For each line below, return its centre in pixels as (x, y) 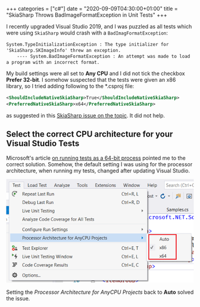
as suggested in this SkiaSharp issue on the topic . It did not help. (86, 115)
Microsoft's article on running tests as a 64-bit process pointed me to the (96, 158)
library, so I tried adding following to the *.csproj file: (70, 86)
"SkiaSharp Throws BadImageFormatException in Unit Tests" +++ (87, 15)
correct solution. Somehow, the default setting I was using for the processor (99, 164)
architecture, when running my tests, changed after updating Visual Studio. (98, 170)
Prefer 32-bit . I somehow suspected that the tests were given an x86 (91, 80)
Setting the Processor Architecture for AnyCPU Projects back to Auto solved (100, 292)
